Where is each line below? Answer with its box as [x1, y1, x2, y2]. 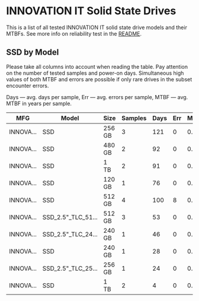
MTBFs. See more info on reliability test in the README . [6, 30, 142, 37]
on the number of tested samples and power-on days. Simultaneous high [6, 69, 184, 77]
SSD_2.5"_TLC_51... [42, 213, 98, 221]
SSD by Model [6, 47, 59, 58]
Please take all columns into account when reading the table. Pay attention [6, 63, 188, 70]
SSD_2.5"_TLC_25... [42, 264, 98, 273]
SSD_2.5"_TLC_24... [42, 230, 98, 238]
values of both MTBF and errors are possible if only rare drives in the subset [6, 75, 192, 83]
